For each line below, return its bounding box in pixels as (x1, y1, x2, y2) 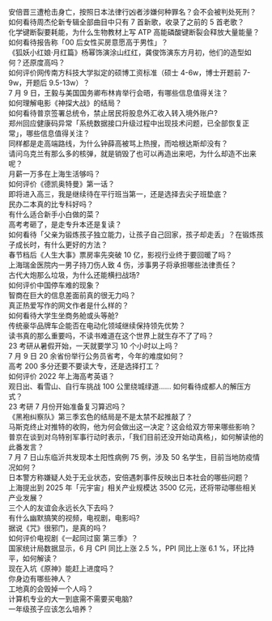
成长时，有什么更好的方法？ (15, 240, 108, 249)
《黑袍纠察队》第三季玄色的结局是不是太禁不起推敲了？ (8, 412, 193, 421)
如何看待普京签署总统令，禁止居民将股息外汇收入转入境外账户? (8, 108, 219, 117)
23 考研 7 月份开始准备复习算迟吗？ (8, 402, 127, 411)
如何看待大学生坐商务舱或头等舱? (8, 311, 119, 320)
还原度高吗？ (22, 57, 66, 67)
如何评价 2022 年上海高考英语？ (8, 372, 116, 381)
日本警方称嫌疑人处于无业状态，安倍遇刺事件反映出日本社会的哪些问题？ (8, 473, 249, 482)
